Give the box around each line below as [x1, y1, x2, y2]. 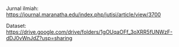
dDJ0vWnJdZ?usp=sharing [6, 35, 73, 41]
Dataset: [6, 23, 26, 29]
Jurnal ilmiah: [6, 5, 39, 12]
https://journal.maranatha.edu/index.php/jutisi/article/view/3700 [6, 11, 161, 18]
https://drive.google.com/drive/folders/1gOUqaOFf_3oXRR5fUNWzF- [6, 28, 173, 35]
